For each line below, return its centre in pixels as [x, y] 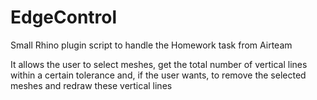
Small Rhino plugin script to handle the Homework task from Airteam [151, 45]
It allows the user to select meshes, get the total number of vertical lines [159, 64]
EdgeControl [64, 17]
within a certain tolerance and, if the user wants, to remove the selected [158, 75]
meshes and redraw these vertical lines [91, 85]
